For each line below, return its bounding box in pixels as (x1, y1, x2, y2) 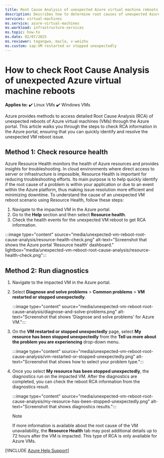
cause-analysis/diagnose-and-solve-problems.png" (12, 309, 117, 315)
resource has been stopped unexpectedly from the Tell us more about (12, 334, 157, 340)
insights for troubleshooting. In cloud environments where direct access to (5, 166, 155, 172)
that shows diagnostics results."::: (48, 404, 117, 410)
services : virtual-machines (5, 16, 62, 21)
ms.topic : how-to (5, 30, 41, 35)
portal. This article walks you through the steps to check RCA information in (5, 123, 157, 129)
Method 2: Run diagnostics (5, 267, 89, 275)
